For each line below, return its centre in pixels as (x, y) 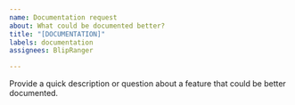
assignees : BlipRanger (51, 51)
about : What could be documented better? (87, 26)
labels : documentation (51, 42)
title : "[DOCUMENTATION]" (57, 34)
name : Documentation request (63, 17)
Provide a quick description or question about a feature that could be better (148, 84)
